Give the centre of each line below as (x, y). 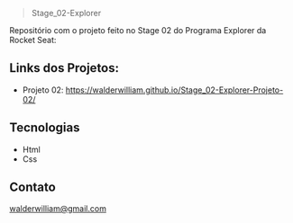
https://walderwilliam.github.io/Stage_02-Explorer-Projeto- (174, 90)
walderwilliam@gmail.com (58, 209)
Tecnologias (45, 128)
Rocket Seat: (33, 40)
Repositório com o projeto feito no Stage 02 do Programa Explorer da (138, 30)
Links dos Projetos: (64, 68)
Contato (32, 187)
